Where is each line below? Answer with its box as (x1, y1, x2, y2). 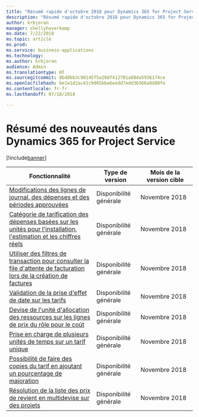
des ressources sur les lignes (9, 313, 91, 321)
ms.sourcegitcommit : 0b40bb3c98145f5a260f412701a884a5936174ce (6, 75, 166, 81)
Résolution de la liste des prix (9, 386, 91, 394)
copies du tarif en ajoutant (9, 362, 82, 370)
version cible (146, 175, 184, 184)
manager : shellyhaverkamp (6, 25, 70, 31)
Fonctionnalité (29, 172, 71, 180)
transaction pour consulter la (9, 256, 89, 265)
